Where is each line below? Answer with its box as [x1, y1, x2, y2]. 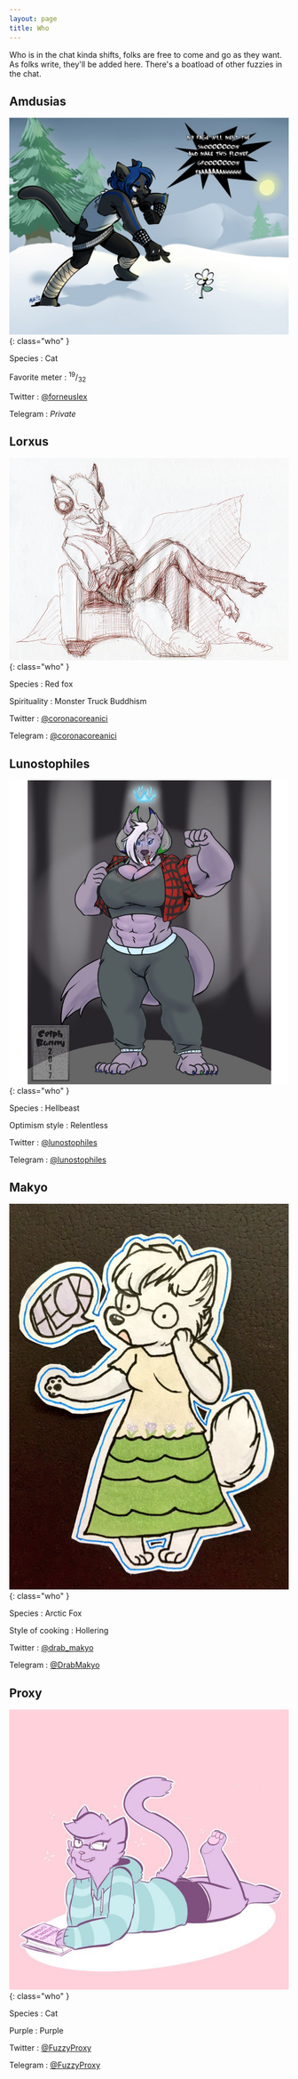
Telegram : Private [9, 408, 77, 419]
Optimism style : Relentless [9, 1120, 108, 1130]
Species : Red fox [9, 678, 74, 689]
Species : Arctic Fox [9, 1608, 82, 1618]
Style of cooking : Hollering [9, 1625, 109, 1636]
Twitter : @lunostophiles [9, 1136, 98, 1147]
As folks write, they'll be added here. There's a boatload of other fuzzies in [9, 59, 283, 69]
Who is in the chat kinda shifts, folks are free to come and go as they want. [9, 49, 282, 60]
